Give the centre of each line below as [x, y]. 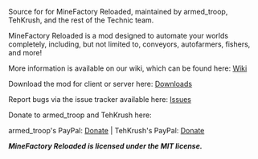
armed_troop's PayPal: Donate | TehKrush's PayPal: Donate [106, 130]
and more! [25, 53]
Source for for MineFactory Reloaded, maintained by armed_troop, [118, 12]
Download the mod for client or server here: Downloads [100, 84]
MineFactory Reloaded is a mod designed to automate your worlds [119, 36]
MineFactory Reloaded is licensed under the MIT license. [105, 146]
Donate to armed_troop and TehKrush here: [80, 115]
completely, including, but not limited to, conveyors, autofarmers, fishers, [129, 44]
